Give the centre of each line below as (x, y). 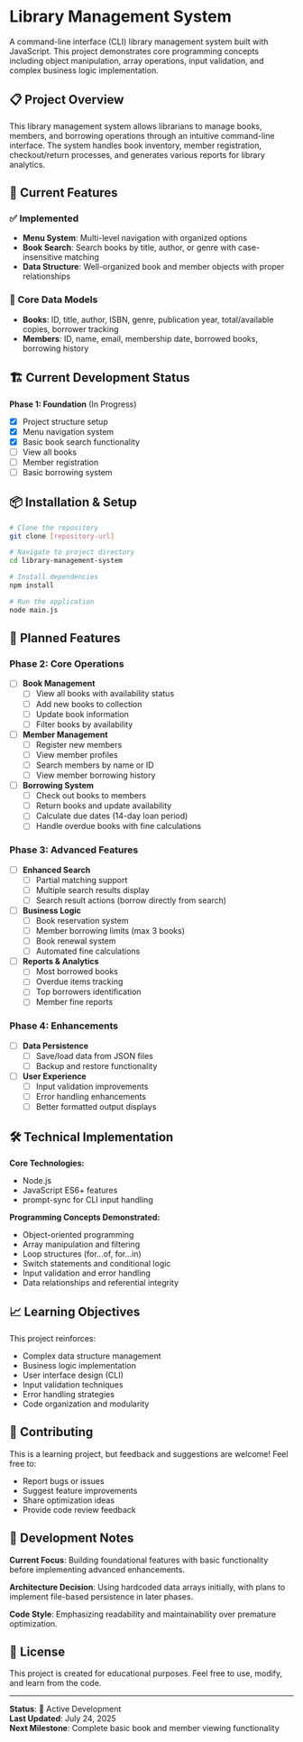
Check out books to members (91, 796)
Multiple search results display (93, 889)
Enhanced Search (56, 870)
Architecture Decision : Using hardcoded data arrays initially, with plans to (147, 1587)
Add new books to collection (89, 704)
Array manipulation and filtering (81, 1244)
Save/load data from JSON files (94, 1055)
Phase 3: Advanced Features (74, 850)
